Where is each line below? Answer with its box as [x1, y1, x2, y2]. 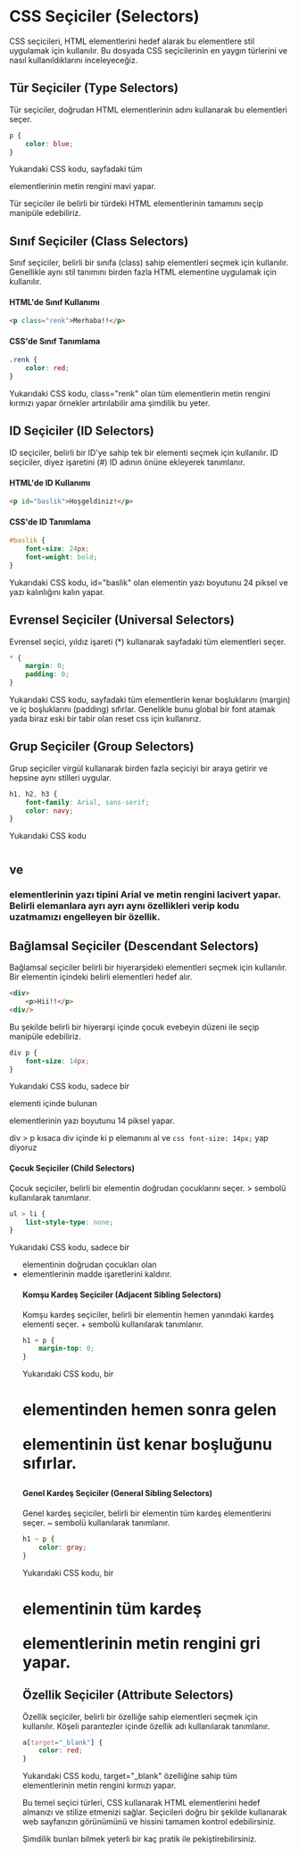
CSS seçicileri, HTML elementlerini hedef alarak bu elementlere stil [9, 36, 255, 46]
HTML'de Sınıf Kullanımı [9, 296, 100, 307]
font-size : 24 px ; [25, 544, 90, 554]
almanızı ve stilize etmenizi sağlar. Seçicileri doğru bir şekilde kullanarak [21, 1807, 287, 1817]
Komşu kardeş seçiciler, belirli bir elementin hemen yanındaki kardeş [21, 1309, 275, 1319]
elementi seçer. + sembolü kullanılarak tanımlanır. [21, 1319, 203, 1329]
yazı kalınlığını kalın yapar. [9, 586, 105, 597]
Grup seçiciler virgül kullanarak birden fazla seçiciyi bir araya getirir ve [9, 763, 268, 773]
